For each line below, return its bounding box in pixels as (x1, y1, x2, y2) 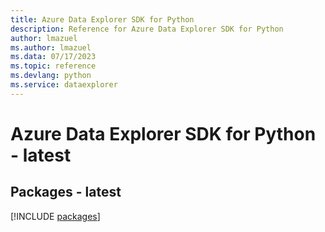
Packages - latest (10, 184, 122, 201)
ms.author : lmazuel (10, 42, 92, 53)
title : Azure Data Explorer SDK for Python (10, 14, 195, 25)
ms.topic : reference (10, 61, 97, 71)
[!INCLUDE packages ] (10, 210, 101, 222)
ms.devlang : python (10, 71, 92, 81)
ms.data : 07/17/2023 (10, 52, 97, 62)
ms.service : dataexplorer (10, 80, 118, 90)
